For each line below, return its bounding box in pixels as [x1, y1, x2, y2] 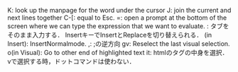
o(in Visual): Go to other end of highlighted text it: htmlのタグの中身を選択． [7, 49, 229, 56]
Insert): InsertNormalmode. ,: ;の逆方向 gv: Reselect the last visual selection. [7, 40, 230, 48]
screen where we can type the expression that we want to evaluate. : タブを [7, 22, 229, 30]
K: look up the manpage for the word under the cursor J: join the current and [7, 6, 232, 14]
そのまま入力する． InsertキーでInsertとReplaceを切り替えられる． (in [7, 31, 212, 39]
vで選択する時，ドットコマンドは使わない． [7, 57, 136, 66]
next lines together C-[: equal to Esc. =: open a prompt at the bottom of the [7, 13, 227, 22]
